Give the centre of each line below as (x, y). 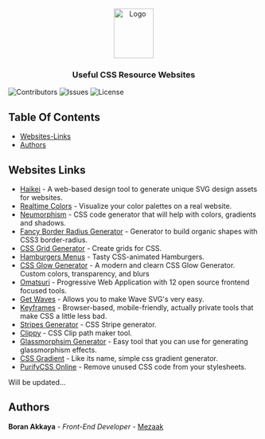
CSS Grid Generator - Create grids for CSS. (91, 248)
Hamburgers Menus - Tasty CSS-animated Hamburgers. (112, 257)
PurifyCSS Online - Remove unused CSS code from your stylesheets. (133, 366)
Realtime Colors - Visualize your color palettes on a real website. (126, 206)
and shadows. (43, 222)
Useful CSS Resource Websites (134, 74)
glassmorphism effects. (58, 350)
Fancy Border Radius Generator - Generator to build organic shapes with (138, 231)
